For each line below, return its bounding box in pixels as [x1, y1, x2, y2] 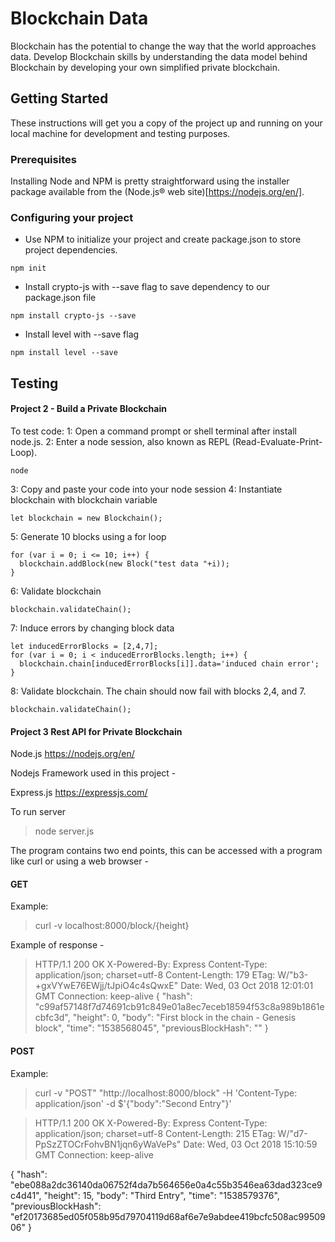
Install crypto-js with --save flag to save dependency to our [24, 281, 271, 293]
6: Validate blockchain [10, 585, 102, 597]
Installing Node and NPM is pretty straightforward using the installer [10, 175, 290, 187]
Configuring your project [10, 210, 134, 224]
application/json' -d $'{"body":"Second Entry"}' [34, 1097, 232, 1109]
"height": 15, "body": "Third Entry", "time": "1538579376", [43, 1189, 280, 1201]
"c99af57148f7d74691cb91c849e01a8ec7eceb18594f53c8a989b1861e [34, 1001, 325, 1013]
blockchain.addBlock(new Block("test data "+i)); [19, 558, 230, 569]
